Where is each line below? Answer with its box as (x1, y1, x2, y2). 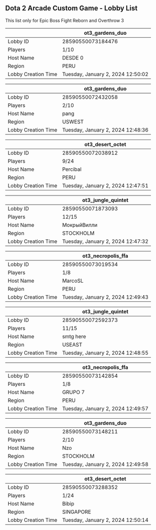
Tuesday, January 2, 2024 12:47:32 (62, 238, 148, 245)
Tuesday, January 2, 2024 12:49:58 (62, 460, 148, 468)
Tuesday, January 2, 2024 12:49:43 (62, 293, 148, 300)
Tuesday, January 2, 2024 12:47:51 (62, 182, 148, 189)
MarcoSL (62, 277, 84, 284)
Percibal (62, 166, 82, 173)
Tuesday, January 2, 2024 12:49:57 (62, 405, 148, 412)
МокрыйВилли (62, 221, 98, 228)
